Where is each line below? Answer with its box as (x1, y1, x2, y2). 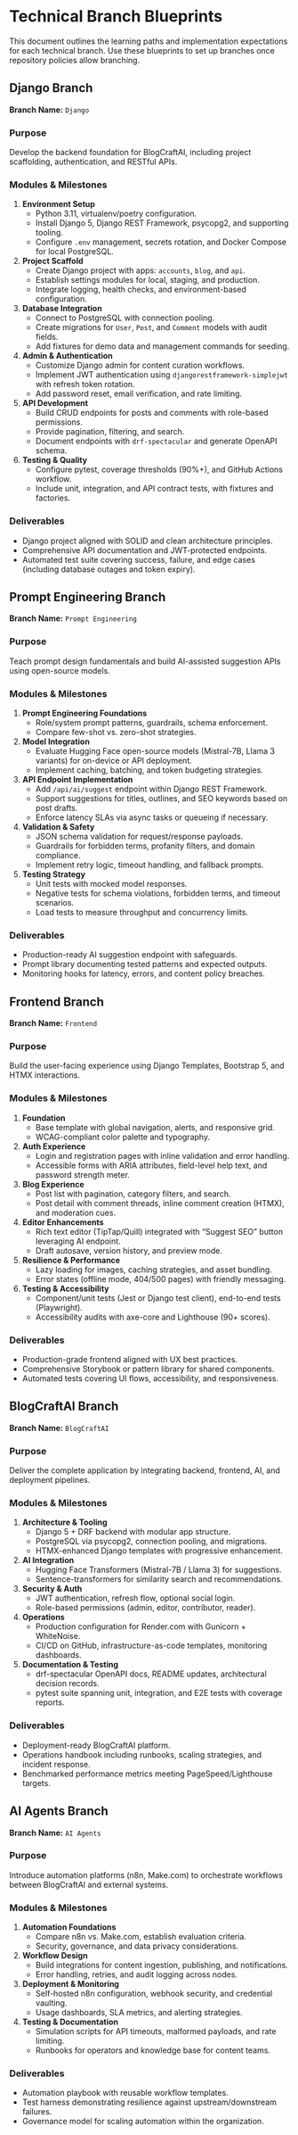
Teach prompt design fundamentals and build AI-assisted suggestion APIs (9, 656, 281, 666)
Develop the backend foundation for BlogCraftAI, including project (9, 147, 252, 158)
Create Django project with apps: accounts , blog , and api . (35, 265, 246, 276)
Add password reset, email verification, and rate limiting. (35, 388, 243, 399)
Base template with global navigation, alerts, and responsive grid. (35, 1121, 276, 1132)
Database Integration (21, 303, 102, 314)
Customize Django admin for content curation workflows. (35, 360, 246, 371)
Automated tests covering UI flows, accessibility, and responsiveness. (21, 1373, 278, 1384)
